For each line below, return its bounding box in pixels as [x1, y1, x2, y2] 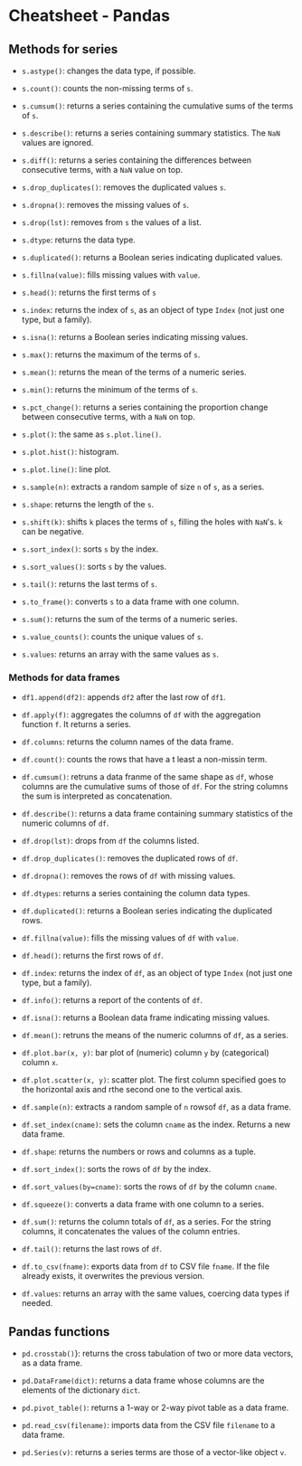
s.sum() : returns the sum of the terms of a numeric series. [21, 614, 238, 624]
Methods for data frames [8, 671, 120, 684]
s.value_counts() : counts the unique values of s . [21, 631, 204, 642]
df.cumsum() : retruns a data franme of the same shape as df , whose [21, 771, 274, 782]
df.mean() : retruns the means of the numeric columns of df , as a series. [21, 1030, 288, 1041]
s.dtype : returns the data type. [21, 234, 137, 245]
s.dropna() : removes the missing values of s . [21, 200, 190, 210]
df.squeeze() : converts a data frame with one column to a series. [21, 1199, 264, 1210]
